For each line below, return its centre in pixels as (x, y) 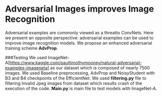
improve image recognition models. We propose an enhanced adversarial (79, 43)
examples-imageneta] (27, 68)
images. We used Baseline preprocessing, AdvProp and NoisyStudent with (80, 73)
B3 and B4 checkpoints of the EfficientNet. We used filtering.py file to (76, 78)
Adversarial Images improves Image (80, 9)
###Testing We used (26, 57)
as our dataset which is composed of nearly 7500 (100, 68)
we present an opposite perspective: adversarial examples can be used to (79, 38)
